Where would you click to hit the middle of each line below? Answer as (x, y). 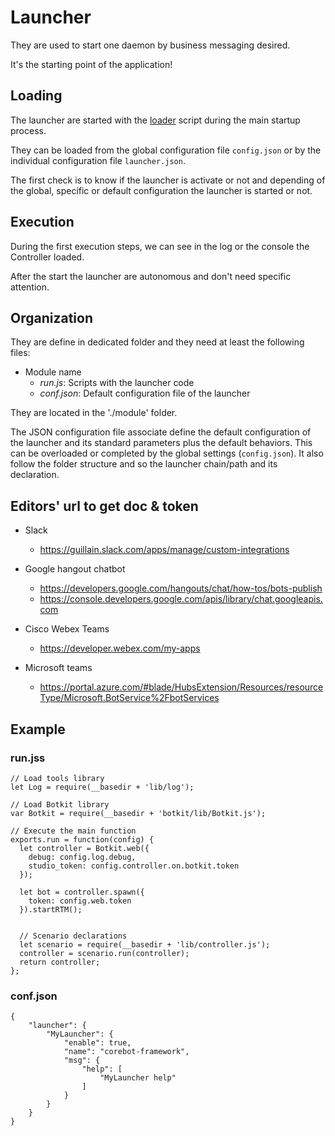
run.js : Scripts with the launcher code (117, 383)
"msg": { (82, 1061)
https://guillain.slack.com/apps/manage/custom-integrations (164, 550)
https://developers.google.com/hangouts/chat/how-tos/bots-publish (181, 588)
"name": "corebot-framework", (126, 1052)
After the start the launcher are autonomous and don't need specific (151, 276)
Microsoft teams (58, 668)
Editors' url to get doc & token (104, 506)
